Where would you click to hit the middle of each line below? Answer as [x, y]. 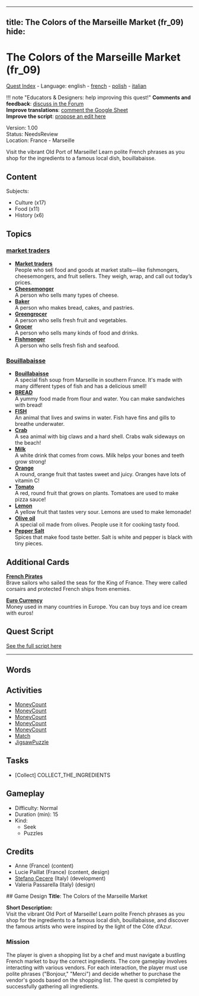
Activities [24, 690]
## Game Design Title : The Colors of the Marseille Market [77, 896]
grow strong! [30, 462]
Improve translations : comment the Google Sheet [67, 110]
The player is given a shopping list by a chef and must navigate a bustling [96, 955]
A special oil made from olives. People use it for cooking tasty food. [97, 525]
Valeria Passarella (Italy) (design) [55, 885]
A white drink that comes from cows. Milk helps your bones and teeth [99, 455]
